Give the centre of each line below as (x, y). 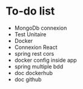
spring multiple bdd (39, 66)
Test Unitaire (30, 34)
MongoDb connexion (41, 28)
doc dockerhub (33, 73)
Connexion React (36, 47)
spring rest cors (34, 53)
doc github (28, 79)
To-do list (30, 11)
